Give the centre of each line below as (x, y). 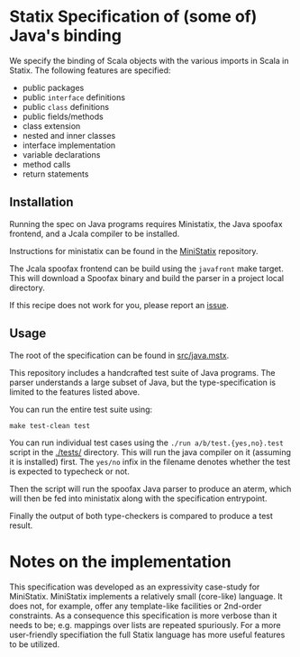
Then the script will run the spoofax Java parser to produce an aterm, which (150, 488)
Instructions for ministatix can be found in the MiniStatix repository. (134, 251)
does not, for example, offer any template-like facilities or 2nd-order (136, 606)
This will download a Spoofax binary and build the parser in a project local (147, 278)
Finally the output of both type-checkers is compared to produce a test (141, 516)
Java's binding (65, 36)
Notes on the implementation (120, 561)
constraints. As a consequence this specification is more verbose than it (143, 616)
